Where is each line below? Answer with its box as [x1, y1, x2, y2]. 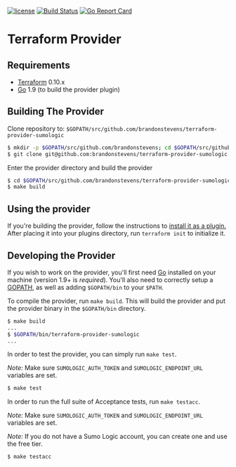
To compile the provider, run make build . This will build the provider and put [7, 296, 226, 305]
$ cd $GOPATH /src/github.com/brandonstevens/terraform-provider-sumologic [7, 177, 231, 184]
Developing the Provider [7, 250, 116, 262]
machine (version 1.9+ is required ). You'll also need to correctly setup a [7, 275, 214, 284]
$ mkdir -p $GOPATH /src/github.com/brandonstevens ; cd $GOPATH [7, 144, 197, 151]
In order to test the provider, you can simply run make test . [7, 350, 177, 359]
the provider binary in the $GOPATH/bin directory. [7, 304, 146, 312]
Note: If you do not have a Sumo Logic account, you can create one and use [7, 433, 228, 441]
